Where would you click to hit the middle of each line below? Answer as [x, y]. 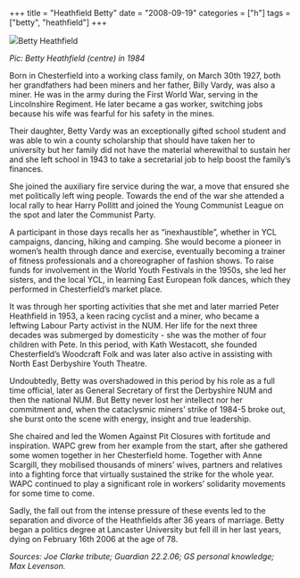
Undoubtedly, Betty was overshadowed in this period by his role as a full [142, 381]
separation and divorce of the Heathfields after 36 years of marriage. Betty [147, 520]
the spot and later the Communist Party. [83, 215]
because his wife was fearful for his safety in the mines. [112, 114]
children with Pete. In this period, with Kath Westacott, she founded [133, 344]
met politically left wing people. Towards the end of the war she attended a [147, 195]
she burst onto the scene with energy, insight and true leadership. [130, 419]
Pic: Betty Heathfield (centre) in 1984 [77, 58]
